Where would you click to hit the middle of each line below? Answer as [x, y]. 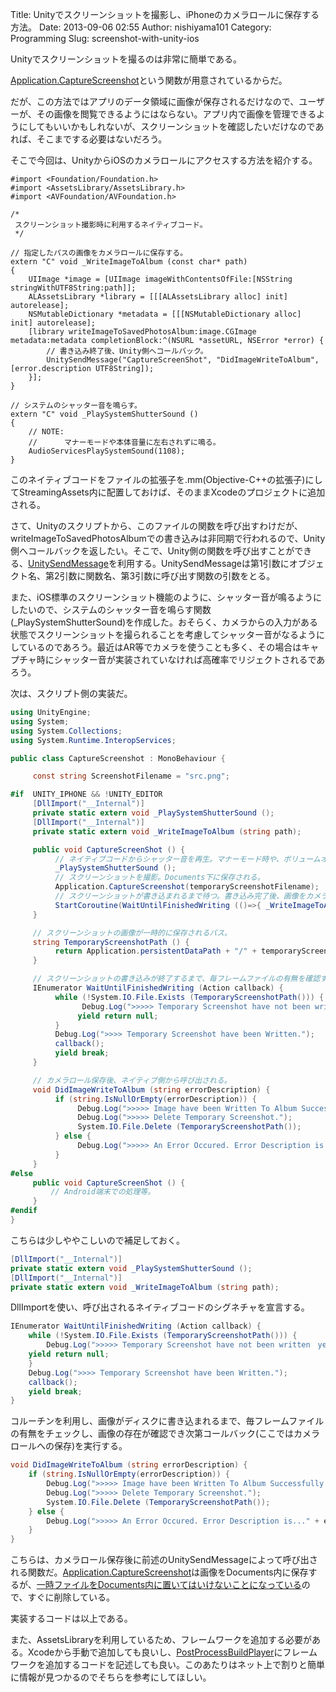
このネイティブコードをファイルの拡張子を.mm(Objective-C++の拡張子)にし [166, 479]
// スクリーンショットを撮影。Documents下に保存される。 [159, 878]
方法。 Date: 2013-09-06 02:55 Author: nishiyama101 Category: [141, 27]
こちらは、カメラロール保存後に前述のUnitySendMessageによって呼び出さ [164, 1560]
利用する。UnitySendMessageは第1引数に [203, 563]
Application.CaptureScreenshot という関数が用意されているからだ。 [149, 80]
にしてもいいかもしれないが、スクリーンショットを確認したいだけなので [167, 126]
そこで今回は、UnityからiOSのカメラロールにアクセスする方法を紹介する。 [164, 160]
